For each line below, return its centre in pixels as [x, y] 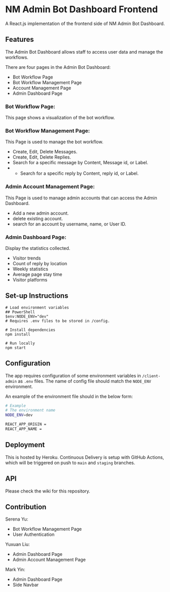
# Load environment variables [37, 307]
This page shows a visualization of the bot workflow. [60, 118]
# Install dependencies [30, 330]
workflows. [17, 57]
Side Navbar [26, 585]
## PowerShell [20, 312]
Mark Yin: [15, 570]
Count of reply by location [40, 263]
